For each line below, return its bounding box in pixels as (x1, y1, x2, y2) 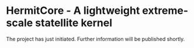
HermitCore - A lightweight (6, 4, 140, 17)
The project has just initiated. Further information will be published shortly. (6, 35, 185, 42)
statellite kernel (34, 16, 113, 29)
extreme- (142, 4, 189, 17)
